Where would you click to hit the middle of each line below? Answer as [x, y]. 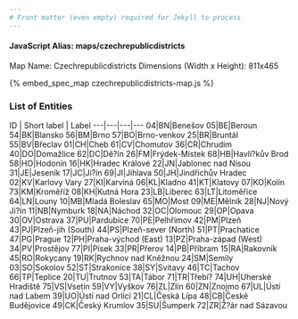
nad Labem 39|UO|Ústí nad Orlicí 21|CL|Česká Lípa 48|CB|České [129, 296]
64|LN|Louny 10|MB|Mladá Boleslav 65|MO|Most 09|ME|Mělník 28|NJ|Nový [149, 201]
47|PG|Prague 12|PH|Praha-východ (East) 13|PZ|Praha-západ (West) [136, 239]
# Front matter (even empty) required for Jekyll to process [125, 17]
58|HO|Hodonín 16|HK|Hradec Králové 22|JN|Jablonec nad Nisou [130, 164]
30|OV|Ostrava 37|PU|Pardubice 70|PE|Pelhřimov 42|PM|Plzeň [125, 220]
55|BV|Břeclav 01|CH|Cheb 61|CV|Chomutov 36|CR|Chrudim [121, 144]
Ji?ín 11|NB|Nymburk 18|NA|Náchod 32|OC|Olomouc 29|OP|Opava [132, 211]
